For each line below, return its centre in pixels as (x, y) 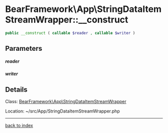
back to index (19, 125)
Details (16, 89)
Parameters (24, 49)
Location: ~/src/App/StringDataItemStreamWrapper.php (62, 111)
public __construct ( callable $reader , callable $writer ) (70, 33)
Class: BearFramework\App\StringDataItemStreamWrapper (66, 101)
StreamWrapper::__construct (67, 20)
